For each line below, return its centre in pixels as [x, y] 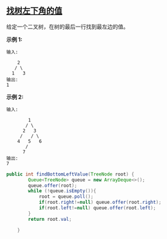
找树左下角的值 [34, 11]
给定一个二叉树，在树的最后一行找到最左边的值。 [67, 27]
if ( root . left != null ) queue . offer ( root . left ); [97, 208]
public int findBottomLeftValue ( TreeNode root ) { [70, 174]
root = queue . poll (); [66, 197]
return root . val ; [50, 219]
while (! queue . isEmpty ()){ [62, 191]
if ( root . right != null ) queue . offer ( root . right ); [100, 202]
